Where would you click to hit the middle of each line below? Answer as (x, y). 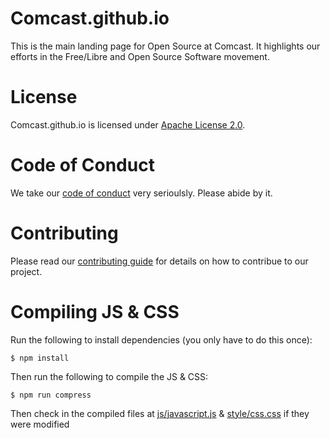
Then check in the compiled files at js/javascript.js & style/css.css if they (160, 413)
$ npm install (40, 358)
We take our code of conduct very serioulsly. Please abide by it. (141, 193)
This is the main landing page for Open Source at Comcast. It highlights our (165, 46)
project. (26, 271)
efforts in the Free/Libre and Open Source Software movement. (140, 56)
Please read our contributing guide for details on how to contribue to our (159, 261)
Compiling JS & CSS (95, 311)
